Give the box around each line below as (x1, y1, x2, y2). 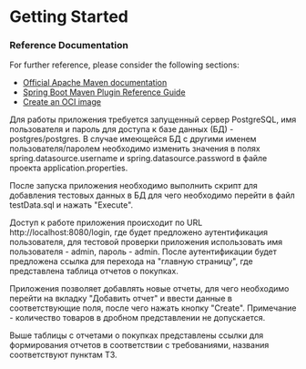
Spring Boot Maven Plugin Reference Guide (22, 87, 186, 97)
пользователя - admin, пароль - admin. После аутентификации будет (9, 246, 278, 257)
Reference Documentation (9, 39, 129, 52)
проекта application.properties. (9, 162, 128, 174)
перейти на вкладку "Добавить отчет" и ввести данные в (9, 293, 232, 304)
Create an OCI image (22, 97, 102, 108)
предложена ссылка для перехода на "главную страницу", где (9, 256, 253, 267)
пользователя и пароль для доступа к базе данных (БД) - (9, 124, 234, 135)
